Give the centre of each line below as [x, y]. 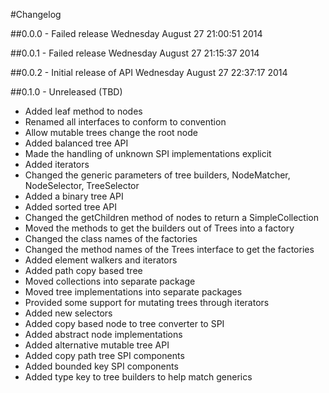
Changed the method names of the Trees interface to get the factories [169, 249]
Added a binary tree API [74, 196]
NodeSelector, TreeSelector [82, 185]
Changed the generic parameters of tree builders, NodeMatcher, [157, 175]
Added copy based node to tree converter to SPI [124, 323]
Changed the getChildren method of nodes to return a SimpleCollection [171, 217]
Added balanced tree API [76, 143]
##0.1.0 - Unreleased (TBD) [66, 92]
